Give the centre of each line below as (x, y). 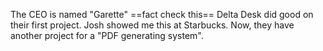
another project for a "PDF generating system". (107, 35)
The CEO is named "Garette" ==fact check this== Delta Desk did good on (162, 14)
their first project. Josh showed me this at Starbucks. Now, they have (152, 25)
